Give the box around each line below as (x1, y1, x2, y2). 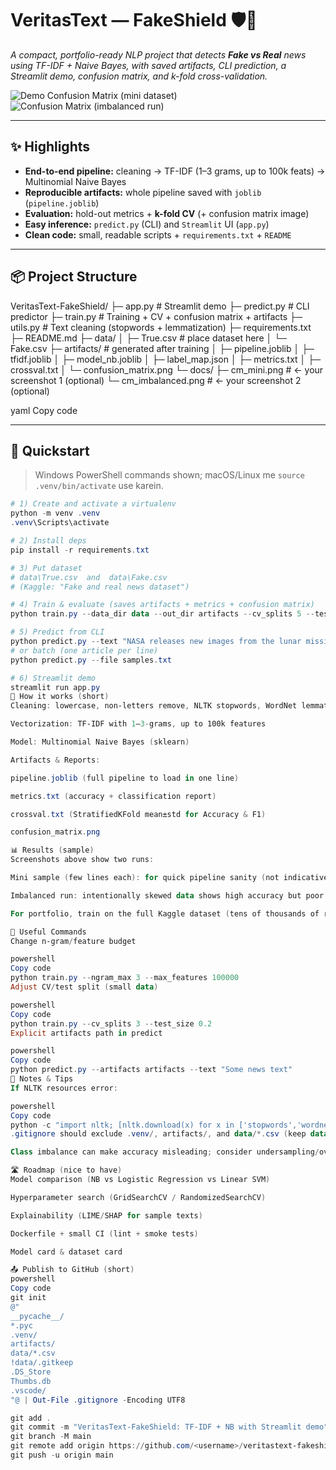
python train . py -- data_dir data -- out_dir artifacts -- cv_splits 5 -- (10, 609, 315, 619)
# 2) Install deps (10, 536, 87, 546)
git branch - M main (10, 1432, 92, 1442)
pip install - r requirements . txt (10, 545, 150, 555)
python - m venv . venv (10, 508, 101, 519)
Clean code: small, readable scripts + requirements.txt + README (24, 228, 292, 241)
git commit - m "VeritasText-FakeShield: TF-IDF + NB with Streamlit (10, 1422, 302, 1432)
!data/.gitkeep (10, 1358, 74, 1368)
